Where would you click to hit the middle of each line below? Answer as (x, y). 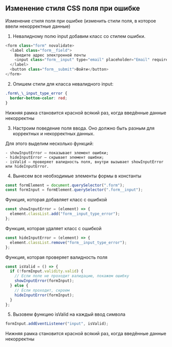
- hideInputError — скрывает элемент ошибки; (55, 157)
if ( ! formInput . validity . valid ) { (47, 271)
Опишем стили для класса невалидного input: (63, 84)
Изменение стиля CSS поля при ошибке (73, 8)
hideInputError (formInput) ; (44, 295)
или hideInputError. (27, 166)
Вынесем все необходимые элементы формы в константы (77, 176)
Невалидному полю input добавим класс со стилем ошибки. (79, 36)
